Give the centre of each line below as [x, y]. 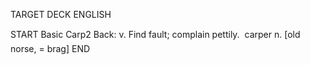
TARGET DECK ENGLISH [61, 14]
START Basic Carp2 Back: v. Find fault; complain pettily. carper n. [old [155, 34]
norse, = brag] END [50, 48]
